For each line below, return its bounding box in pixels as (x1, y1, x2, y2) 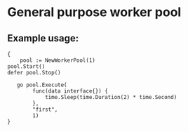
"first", (32, 106, 58, 113)
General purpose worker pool (7, 4, 182, 20)
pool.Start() (7, 63, 46, 70)
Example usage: (7, 32, 79, 44)
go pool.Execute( (16, 81, 68, 88)
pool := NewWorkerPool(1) (20, 57, 96, 64)
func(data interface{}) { (32, 88, 109, 95)
